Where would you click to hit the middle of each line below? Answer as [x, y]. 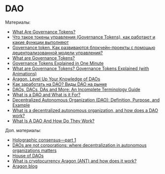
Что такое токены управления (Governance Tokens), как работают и [84, 37]
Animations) [24, 73]
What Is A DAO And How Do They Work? [53, 121]
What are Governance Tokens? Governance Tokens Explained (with [81, 68]
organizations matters [34, 150]
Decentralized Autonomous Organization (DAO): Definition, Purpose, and [86, 100]
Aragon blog [25, 166]
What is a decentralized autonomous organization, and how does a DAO [85, 110]
